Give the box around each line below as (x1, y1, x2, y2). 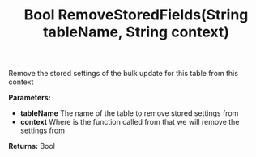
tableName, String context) (43, 23, 229, 41)
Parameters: (8, 93, 51, 103)
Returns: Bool (8, 142, 55, 151)
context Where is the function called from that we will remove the (19, 117, 240, 127)
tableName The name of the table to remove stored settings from (19, 108, 239, 118)
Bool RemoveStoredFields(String (23, 6, 249, 24)
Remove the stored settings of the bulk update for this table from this (8, 69, 239, 78)
